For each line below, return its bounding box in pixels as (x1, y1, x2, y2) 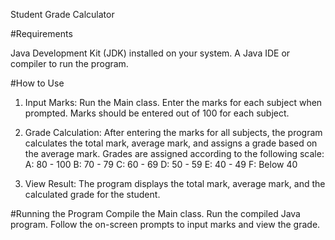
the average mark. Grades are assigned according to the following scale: (24, 148, 325, 159)
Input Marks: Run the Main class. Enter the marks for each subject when (24, 97, 323, 108)
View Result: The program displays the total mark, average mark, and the (24, 178, 326, 189)
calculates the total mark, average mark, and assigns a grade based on (24, 137, 318, 149)
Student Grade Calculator (10, 9, 115, 20)
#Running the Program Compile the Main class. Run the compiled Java (10, 208, 301, 219)
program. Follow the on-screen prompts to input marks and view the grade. (10, 219, 321, 230)
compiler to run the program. (10, 58, 129, 69)
